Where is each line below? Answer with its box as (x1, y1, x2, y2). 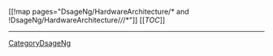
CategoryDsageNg (8, 38, 71, 47)
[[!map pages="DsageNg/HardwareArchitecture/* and (8, 7, 189, 16)
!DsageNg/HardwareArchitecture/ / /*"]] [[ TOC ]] (8, 15, 166, 25)
